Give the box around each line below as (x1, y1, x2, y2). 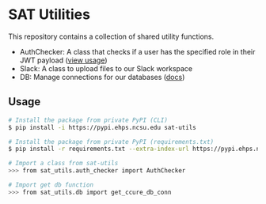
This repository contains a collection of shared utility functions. (8, 32, 215, 41)
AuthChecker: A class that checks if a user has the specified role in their (19, 47, 256, 56)
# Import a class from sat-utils (8, 160, 119, 168)
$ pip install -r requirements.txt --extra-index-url (8, 145, 190, 153)
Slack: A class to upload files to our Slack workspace (19, 63, 193, 73)
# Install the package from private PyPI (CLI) (8, 116, 169, 124)
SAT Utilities (8, 6, 91, 24)
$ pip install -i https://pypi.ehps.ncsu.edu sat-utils (8, 123, 196, 131)
